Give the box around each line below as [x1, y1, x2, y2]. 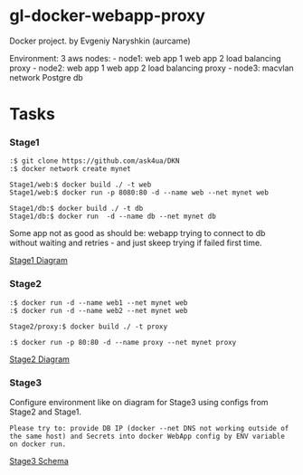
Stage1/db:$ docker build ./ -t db [9, 204, 144, 214]
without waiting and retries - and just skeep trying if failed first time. [9, 237, 262, 249]
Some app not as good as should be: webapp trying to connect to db [9, 228, 266, 239]
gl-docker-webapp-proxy [9, 5, 206, 26]
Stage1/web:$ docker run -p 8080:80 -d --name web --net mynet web [9, 188, 270, 197]
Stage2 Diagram [9, 354, 71, 365]
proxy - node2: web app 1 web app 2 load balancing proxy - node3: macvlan [9, 62, 294, 73]
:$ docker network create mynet [9, 165, 131, 174]
